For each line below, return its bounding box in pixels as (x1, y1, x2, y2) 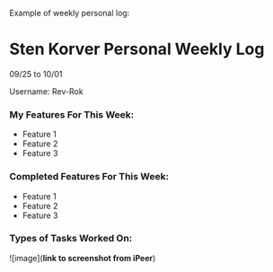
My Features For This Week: (9, 108, 135, 120)
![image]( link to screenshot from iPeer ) (9, 252, 156, 263)
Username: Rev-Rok (9, 85, 84, 97)
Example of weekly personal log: (9, 8, 130, 18)
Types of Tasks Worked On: (9, 233, 133, 245)
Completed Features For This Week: (9, 171, 169, 183)
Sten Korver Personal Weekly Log (9, 39, 265, 59)
